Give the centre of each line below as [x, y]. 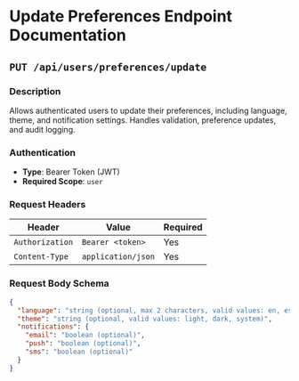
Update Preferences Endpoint [121, 16]
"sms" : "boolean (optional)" [79, 352]
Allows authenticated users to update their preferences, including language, [148, 110]
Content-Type [41, 257]
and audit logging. [42, 129]
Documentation [68, 35]
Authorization [44, 243]
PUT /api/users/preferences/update [108, 67]
